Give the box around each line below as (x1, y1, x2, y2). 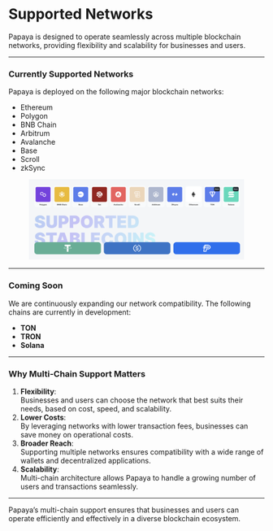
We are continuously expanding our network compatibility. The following (8, 298, 251, 308)
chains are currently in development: (8, 307, 132, 317)
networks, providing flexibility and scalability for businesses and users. (8, 40, 246, 50)
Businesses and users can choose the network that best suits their (19, 395, 244, 405)
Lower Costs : (19, 412, 67, 422)
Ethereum (19, 102, 53, 112)
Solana (19, 340, 45, 350)
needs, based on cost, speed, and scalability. (19, 404, 172, 413)
